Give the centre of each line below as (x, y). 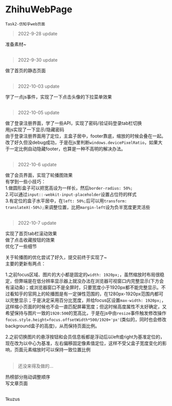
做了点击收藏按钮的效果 (30, 240)
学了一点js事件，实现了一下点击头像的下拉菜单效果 (59, 96)
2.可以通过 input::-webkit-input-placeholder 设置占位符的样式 (71, 194)
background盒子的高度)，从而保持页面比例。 (52, 326)
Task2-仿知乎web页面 (25, 24)
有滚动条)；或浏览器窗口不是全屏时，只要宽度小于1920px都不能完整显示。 (83, 287)
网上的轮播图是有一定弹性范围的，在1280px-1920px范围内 (93, 294)
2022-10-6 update (37, 164)
